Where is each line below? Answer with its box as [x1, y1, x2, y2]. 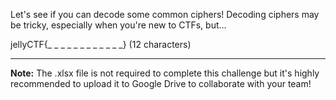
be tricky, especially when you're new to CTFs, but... [10, 19, 227, 31]
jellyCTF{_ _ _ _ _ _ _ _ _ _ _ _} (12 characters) [10, 39, 192, 50]
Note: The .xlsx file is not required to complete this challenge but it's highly [10, 67, 320, 79]
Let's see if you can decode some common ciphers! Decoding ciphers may [10, 9, 320, 20]
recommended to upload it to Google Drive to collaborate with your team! [10, 78, 312, 89]
